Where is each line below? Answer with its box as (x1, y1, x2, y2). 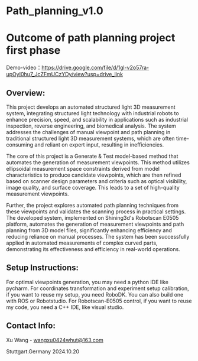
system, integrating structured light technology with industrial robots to (6, 109, 179, 116)
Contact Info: (6, 321, 56, 331)
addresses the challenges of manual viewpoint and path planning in (6, 128, 171, 135)
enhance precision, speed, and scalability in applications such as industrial (6, 116, 188, 123)
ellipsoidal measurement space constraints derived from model (6, 165, 160, 172)
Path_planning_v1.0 (6, 4, 103, 18)
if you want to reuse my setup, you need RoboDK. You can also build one (6, 291, 184, 298)
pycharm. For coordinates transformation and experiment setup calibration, (6, 285, 189, 292)
